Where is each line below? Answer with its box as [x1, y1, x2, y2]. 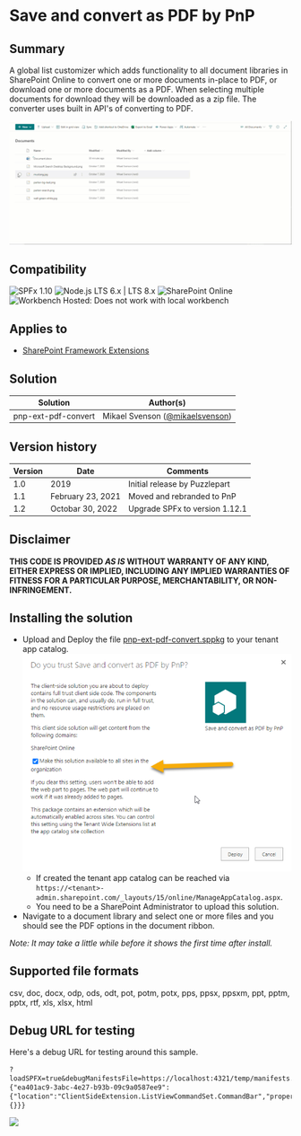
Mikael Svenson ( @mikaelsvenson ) [102, 410, 233, 421]
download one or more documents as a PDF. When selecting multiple [9, 84, 264, 94]
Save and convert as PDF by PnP [9, 5, 255, 26]
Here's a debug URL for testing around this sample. [9, 1047, 199, 1058]
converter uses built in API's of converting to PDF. [9, 103, 194, 113]
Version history [9, 439, 98, 454]
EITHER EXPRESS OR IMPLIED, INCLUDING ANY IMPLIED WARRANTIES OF [9, 565, 290, 576]
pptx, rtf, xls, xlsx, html [9, 997, 93, 1008]
